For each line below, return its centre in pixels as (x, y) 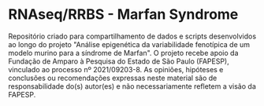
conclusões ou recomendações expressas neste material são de (113, 78)
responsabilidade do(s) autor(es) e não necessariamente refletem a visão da (132, 86)
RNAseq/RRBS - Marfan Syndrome (123, 15)
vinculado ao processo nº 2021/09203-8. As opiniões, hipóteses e (116, 69)
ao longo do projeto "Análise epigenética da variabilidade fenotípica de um (129, 44)
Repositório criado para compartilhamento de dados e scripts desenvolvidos (132, 36)
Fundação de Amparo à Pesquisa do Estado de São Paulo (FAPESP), (119, 61)
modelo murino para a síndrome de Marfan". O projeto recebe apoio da (123, 53)
